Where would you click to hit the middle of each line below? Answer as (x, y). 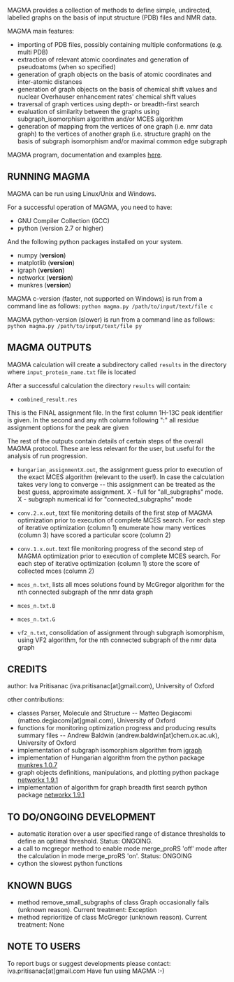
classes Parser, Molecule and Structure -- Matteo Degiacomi (104, 713)
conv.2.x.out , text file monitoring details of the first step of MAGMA (115, 513)
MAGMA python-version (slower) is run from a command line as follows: (111, 319)
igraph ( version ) (41, 270)
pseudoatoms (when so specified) (67, 67)
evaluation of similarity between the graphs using (88, 112)
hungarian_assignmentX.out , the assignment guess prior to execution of (120, 469)
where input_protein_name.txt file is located (72, 372)
